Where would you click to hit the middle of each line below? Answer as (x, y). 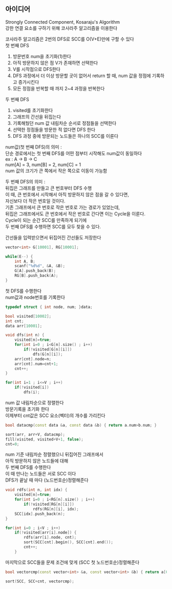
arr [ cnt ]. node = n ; (33, 359)
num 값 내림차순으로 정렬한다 (35, 402)
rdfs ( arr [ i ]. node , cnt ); (50, 538)
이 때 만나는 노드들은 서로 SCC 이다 (41, 474)
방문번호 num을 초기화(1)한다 (42, 56)
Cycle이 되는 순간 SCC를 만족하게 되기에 (46, 220)
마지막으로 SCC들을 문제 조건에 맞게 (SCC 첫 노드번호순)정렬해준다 (72, 562)
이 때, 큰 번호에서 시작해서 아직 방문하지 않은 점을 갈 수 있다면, (67, 194)
